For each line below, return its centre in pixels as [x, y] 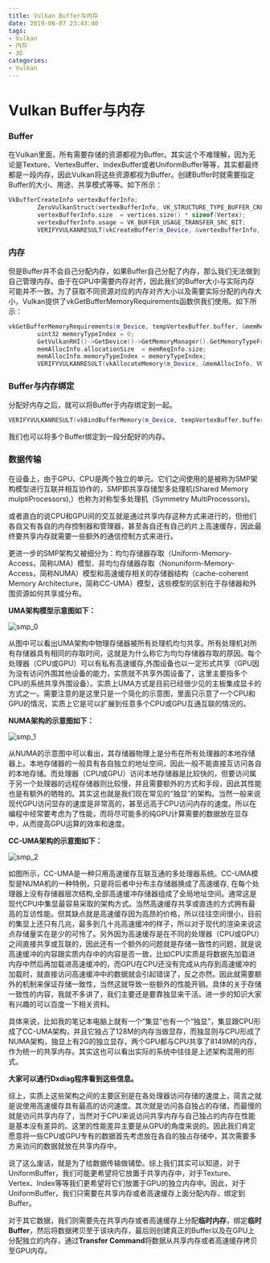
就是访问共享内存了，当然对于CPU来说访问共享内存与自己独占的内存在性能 [132, 1116]
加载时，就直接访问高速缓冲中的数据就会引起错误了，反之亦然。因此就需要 [131, 973]
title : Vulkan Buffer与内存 [53, 16]
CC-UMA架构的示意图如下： [55, 841]
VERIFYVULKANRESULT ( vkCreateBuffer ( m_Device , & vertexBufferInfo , [149, 230]
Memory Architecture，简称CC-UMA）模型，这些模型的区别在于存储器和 [129, 583]
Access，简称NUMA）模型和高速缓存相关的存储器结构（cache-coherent [129, 573]
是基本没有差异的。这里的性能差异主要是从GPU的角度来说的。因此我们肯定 [132, 1125]
